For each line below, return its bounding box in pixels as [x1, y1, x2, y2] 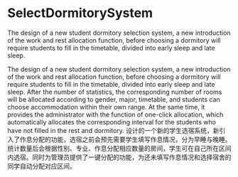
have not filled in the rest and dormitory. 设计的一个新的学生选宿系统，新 [7, 126, 220, 134]
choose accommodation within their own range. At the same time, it [7, 102, 205, 111]
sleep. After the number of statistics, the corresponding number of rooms [7, 87, 222, 96]
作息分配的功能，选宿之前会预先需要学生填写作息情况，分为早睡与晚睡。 [19, 135, 232, 144]
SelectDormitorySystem [7, 5, 153, 21]
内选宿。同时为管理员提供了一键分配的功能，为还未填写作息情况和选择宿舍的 [7, 153, 232, 161]
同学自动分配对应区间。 [7, 161, 76, 170]
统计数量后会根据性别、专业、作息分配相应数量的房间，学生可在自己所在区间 [7, 144, 232, 152]
